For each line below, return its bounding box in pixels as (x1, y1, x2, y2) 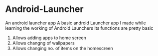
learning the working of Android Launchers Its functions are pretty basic (5, 25, 154, 31)
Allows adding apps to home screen (12, 35, 86, 41)
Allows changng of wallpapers (12, 40, 75, 46)
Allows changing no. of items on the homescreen (12, 45, 113, 51)
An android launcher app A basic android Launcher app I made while (5, 20, 146, 26)
